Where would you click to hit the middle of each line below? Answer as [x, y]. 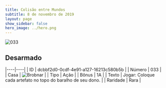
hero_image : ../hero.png [31, 28]
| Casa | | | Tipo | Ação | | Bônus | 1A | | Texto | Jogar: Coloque [80, 75]
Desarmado [24, 58]
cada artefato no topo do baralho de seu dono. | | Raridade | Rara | [73, 80]
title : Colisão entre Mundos [35, 10]
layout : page [19, 19]
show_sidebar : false [27, 23]
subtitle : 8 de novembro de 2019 [40, 14]
